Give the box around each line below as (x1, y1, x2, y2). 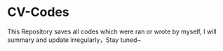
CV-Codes (7, 4, 70, 20)
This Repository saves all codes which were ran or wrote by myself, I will (7, 27, 217, 36)
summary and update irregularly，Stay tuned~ (7, 36, 142, 44)
